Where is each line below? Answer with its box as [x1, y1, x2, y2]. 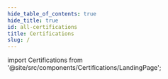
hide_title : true [7, 17, 59, 24]
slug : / [7, 37, 30, 44]
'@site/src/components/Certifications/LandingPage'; [7, 63, 162, 72]
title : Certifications [7, 30, 74, 37]
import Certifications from [7, 56, 83, 64]
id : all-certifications [7, 23, 78, 30]
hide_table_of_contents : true [7, 10, 97, 18]
